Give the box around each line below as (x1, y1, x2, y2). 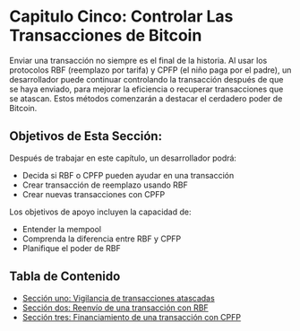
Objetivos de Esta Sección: (9, 128, 163, 144)
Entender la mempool (21, 223, 101, 234)
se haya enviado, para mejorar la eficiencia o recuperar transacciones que (9, 83, 284, 94)
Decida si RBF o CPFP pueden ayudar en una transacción (21, 170, 235, 180)
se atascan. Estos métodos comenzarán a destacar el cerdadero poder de (9, 92, 283, 104)
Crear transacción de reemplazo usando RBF (21, 179, 188, 190)
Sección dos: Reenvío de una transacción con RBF (21, 302, 209, 313)
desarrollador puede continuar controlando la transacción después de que (9, 74, 284, 84)
